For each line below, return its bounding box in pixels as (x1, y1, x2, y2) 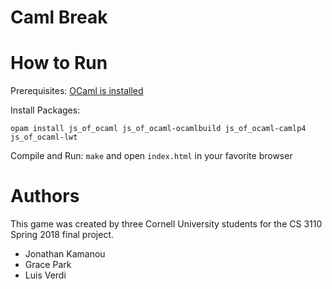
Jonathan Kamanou (24, 248, 106, 260)
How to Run (10, 52, 108, 75)
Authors (10, 185, 80, 208)
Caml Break (10, 6, 108, 29)
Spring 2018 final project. (10, 229, 115, 241)
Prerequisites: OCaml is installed (10, 85, 144, 97)
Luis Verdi (24, 269, 67, 281)
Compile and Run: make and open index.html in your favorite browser (10, 150, 293, 162)
